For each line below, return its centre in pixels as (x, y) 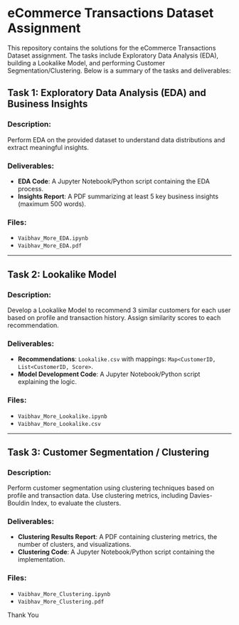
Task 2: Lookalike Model (62, 274)
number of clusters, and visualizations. (74, 545)
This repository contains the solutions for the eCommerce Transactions (112, 48)
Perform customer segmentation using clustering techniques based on (111, 488)
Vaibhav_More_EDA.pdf (49, 246)
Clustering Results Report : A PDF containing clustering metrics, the (117, 537)
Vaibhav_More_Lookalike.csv (59, 424)
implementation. (41, 560)
